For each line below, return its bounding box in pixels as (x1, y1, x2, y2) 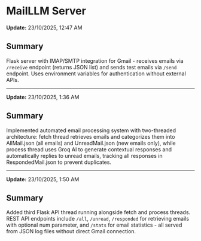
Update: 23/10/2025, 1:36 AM (6, 93, 80, 100)
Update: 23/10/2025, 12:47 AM (6, 24, 83, 31)
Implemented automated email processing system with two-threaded (6, 127, 176, 134)
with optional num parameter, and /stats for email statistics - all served (6, 221, 182, 228)
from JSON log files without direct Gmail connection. (6, 228, 136, 235)
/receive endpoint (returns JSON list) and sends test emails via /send (6, 63, 177, 71)
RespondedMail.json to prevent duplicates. (6, 158, 112, 166)
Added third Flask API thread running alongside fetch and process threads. (6, 209, 191, 216)
